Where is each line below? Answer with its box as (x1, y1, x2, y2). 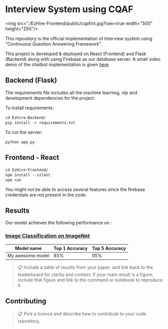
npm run (5, 177, 22, 183)
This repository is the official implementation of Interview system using (5, 35, 153, 42)
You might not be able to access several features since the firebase (5, 186, 145, 192)
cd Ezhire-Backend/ (5, 115, 46, 120)
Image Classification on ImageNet (5, 232, 90, 239)
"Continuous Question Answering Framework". (5, 40, 102, 47)
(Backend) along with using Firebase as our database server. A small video (5, 56, 160, 62)
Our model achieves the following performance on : (5, 220, 113, 226)
